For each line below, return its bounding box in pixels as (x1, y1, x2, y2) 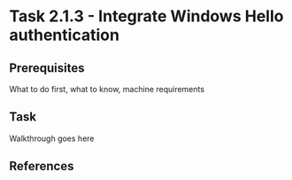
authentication (9, 25, 119, 45)
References (9, 159, 74, 174)
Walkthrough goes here (9, 133, 95, 144)
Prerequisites (9, 60, 85, 75)
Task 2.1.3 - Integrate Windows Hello (9, 6, 284, 27)
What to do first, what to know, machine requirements (9, 84, 205, 94)
